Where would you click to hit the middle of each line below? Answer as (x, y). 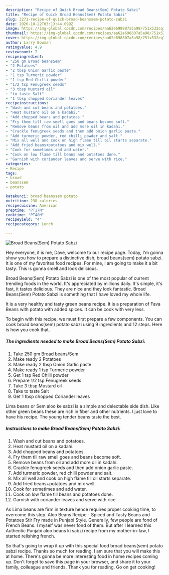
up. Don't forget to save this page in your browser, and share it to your (78, 561)
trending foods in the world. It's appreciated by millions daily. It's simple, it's (84, 283)
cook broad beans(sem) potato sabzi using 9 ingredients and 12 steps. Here (84, 324)
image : (13, 29)
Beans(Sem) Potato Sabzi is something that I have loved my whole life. (78, 294)
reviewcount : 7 (22, 52)
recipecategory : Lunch (29, 224)
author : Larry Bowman (28, 43)
